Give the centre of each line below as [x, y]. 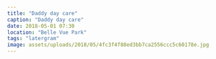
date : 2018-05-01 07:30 [41, 26]
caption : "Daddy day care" [45, 20]
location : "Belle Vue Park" [47, 32]
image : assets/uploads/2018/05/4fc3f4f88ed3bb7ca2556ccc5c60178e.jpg [108, 45]
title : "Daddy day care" [42, 13]
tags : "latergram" [33, 39]
